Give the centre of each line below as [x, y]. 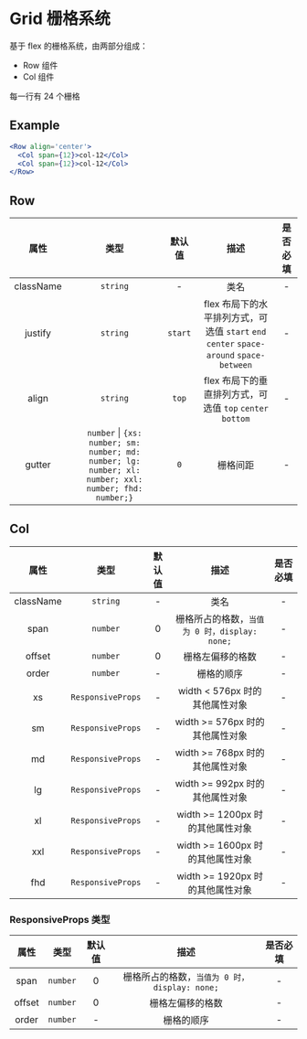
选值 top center [236, 408]
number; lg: [114, 461]
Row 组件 [40, 65]
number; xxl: [115, 480]
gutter [38, 465]
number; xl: [114, 471]
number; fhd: [115, 489]
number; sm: [114, 443]
